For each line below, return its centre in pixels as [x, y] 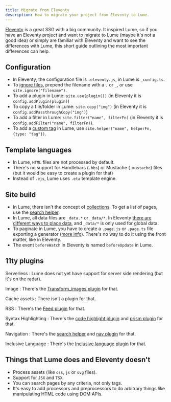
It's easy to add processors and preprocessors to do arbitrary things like [89, 388]
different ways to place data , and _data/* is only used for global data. [86, 223]
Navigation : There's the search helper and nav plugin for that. [71, 333]
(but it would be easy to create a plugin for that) [63, 173]
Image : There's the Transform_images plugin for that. [62, 288]
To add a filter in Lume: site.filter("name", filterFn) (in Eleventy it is [88, 118]
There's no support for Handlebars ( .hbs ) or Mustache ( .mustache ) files [87, 168]
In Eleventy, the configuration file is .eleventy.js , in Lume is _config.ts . [89, 79]
